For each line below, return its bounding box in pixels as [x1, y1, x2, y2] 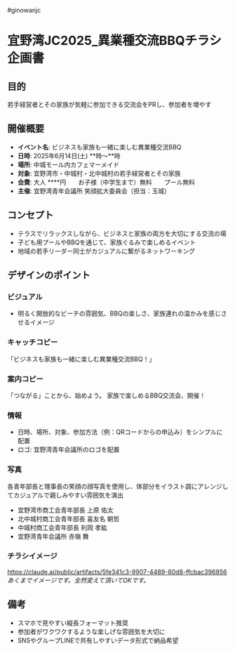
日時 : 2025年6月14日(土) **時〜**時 [17, 151, 121, 160]
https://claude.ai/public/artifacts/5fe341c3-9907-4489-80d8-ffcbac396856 [7, 567, 227, 576]
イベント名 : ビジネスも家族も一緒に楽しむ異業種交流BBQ [17, 143, 182, 151]
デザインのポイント [7, 270, 90, 282]
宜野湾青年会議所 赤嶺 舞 [17, 532, 89, 540]
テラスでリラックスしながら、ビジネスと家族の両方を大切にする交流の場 [17, 229, 227, 237]
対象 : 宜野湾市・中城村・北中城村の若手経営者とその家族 [17, 169, 181, 178]
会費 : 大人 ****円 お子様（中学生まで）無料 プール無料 [17, 178, 195, 186]
